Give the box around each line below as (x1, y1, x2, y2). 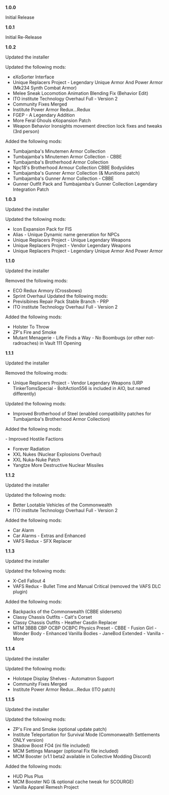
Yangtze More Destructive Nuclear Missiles (12, 462, 104, 468)
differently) (12, 391, 36, 397)
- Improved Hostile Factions (5, 436, 64, 442)
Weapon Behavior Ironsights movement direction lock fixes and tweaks (12, 123, 162, 129)
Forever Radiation (12, 446, 50, 452)
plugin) (12, 589, 28, 595)
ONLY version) (12, 737, 44, 743)
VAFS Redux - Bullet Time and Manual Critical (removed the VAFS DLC (12, 583, 161, 589)
